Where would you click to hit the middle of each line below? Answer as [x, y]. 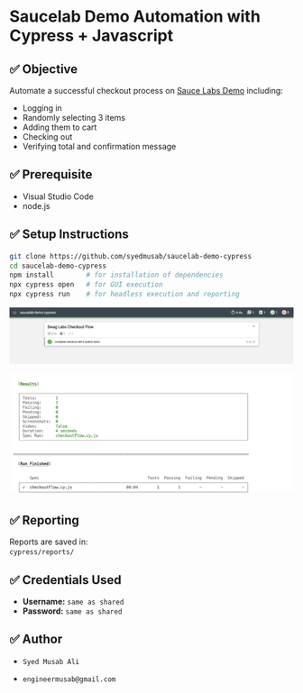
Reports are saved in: [49, 542]
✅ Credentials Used [65, 580]
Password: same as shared [72, 611]
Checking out [47, 137]
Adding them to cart [60, 127]
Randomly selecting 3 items [74, 118]
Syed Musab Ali [51, 661]
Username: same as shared [73, 602]
